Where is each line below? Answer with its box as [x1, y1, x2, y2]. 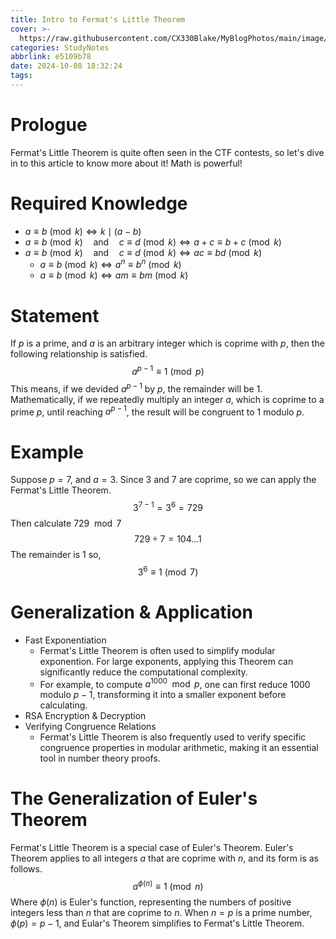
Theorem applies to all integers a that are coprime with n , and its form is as [10, 852, 319, 865]
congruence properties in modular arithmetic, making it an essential [39, 742, 319, 754]
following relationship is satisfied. [10, 348, 148, 360]
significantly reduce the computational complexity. [39, 666, 248, 678]
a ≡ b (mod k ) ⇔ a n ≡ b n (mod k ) [39, 257, 182, 271]
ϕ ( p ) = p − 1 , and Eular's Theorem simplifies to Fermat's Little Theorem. [10, 917, 305, 929]
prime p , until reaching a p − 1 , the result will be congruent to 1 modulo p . [10, 404, 305, 418]
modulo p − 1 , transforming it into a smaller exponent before [39, 689, 287, 701]
